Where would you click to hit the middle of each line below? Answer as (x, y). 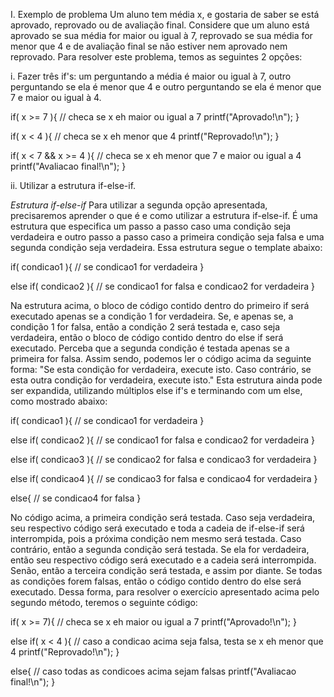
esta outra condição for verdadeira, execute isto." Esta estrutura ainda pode (166, 380)
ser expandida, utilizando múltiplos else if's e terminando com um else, (156, 390)
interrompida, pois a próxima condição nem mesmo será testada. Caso (156, 538)
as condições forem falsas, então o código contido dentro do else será (156, 581)
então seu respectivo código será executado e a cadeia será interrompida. (163, 560)
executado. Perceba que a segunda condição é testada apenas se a (150, 348)
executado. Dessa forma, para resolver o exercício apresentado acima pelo (165, 592)
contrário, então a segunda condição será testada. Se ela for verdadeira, (160, 549)
